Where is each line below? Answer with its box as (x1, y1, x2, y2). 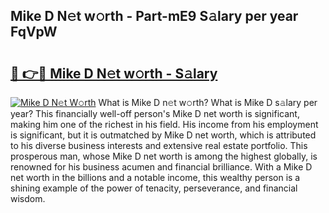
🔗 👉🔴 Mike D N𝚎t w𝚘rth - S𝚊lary (10, 65, 218, 82)
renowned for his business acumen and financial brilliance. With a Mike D (10, 161, 313, 173)
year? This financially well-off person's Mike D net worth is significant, (10, 108, 300, 119)
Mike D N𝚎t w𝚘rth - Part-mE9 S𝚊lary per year (10, 8, 299, 25)
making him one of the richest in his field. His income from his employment (10, 119, 319, 130)
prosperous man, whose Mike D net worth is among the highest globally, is (10, 150, 318, 162)
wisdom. (10, 193, 46, 204)
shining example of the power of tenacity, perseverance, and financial (10, 182, 298, 194)
